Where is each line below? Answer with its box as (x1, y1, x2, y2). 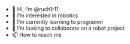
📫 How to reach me (11, 32, 62, 38)
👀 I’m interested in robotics (11, 12, 78, 19)
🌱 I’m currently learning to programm (11, 18, 103, 25)
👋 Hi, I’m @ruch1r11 (11, 6, 59, 12)
